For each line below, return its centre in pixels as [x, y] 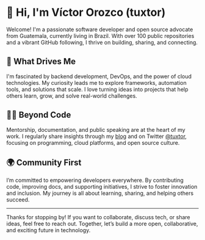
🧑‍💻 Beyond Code [39, 115]
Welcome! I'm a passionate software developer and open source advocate [100, 29]
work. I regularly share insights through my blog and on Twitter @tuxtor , [97, 136]
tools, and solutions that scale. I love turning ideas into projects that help [97, 89]
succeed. [18, 200]
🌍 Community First [44, 162]
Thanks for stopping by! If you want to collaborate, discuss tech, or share [98, 217]
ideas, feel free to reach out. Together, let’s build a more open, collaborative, [102, 224]
